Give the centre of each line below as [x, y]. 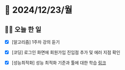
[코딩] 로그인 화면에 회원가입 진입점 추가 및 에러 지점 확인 [66, 52]
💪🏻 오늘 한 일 [23, 29]
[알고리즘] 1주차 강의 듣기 [36, 42]
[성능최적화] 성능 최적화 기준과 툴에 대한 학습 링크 [59, 63]
